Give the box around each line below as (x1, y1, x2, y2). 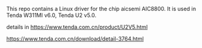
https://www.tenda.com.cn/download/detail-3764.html (6, 35, 144, 42)
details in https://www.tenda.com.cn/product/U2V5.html (6, 24, 148, 30)
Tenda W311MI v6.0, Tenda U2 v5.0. (6, 12, 97, 19)
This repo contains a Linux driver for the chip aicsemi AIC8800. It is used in (6, 5, 196, 12)
